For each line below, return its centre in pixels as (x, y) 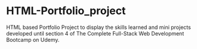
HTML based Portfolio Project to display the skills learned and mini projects (98, 27)
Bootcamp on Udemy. (33, 40)
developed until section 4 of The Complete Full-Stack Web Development (95, 33)
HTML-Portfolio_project (66, 11)
